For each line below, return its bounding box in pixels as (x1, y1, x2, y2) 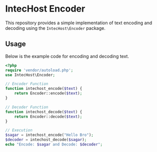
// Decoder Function (5, 105, 49, 110)
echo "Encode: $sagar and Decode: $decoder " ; (5, 142, 102, 147)
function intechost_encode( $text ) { (5, 86, 82, 91)
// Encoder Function (5, 81, 49, 86)
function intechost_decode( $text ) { (5, 109, 82, 114)
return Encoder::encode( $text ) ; (14, 91, 82, 96)
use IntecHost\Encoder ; (5, 72, 56, 77)
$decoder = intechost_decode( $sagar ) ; (5, 137, 87, 142)
